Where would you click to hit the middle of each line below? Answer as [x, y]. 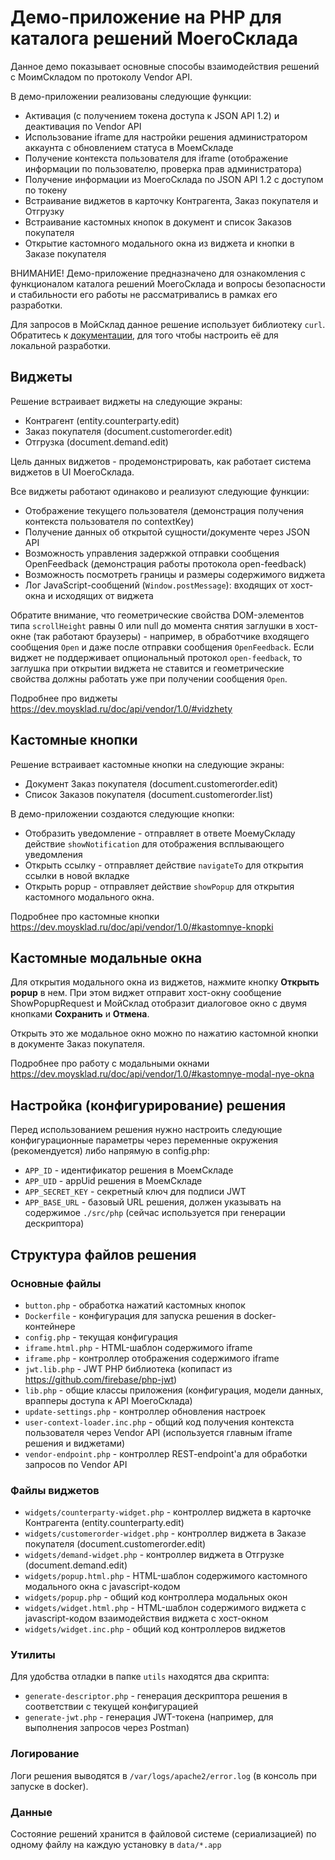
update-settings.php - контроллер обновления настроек [145, 1411]
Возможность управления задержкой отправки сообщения [152, 553]
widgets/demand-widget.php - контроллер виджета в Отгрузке [154, 1555]
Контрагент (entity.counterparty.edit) [102, 420]
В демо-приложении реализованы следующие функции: [131, 96]
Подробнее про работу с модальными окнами [110, 1063]
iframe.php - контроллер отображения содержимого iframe [152, 1358]
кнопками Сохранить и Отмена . [80, 1014]
